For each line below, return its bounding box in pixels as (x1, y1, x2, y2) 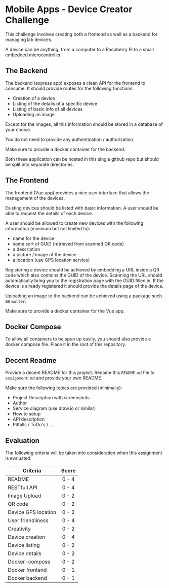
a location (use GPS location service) (12, 257, 90, 263)
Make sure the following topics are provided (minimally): (5, 385, 122, 391)
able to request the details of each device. (5, 210, 93, 216)
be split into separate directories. (5, 161, 74, 167)
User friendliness (8, 517, 49, 524)
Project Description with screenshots (12, 395, 90, 401)
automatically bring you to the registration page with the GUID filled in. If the (5, 278, 164, 284)
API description (12, 416, 45, 422)
